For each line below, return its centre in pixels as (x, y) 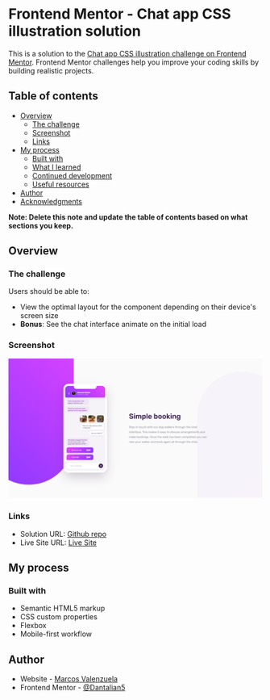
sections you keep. (41, 225)
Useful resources (61, 184)
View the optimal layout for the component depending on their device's (138, 307)
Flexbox (33, 626)
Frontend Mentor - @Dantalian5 (73, 688)
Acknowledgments (51, 201)
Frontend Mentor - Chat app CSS (120, 14)
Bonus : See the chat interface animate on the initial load (113, 325)
